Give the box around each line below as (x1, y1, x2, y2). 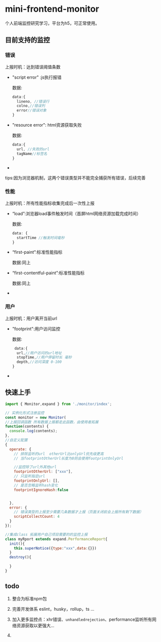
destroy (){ (9, 555, 32, 560)
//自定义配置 (5, 438, 28, 443)
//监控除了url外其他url (14, 465, 57, 470)
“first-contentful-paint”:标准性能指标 (12, 270, 85, 276)
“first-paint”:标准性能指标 (12, 249, 63, 255)
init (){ (9, 541, 25, 546)
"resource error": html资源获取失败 (12, 122, 82, 128)
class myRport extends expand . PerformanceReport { (5, 536, 108, 541)
